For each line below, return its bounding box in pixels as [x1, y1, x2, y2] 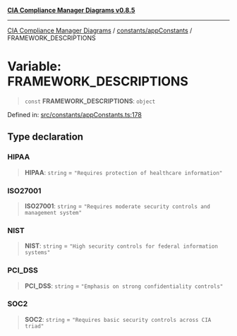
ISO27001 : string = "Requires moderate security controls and [24, 201, 210, 210]
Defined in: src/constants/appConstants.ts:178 [7, 110, 142, 119]
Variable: [7, 59, 62, 75]
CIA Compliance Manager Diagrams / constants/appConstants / [7, 26, 193, 35]
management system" [24, 209, 83, 216]
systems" [24, 249, 51, 256]
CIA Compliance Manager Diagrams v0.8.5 [7, 6, 135, 14]
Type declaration [7, 131, 83, 143]
